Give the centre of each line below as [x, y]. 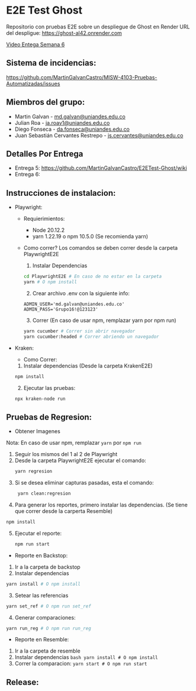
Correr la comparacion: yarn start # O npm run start [81, 664]
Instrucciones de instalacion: [61, 193]
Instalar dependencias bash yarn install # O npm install [86, 657]
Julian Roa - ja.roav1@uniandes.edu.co [62, 122]
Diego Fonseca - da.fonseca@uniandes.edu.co [72, 129]
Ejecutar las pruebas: [49, 388]
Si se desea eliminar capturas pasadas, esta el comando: [84, 483]
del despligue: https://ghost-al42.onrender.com [64, 33]
